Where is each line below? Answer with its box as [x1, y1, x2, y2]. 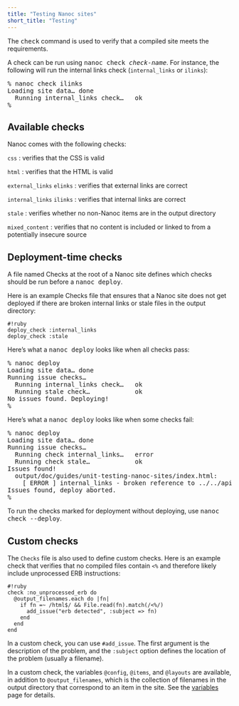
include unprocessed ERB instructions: [7, 568, 121, 578]
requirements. [7, 44, 48, 53]
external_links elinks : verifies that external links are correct [7, 181, 188, 190]
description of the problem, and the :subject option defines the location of [7, 646, 226, 655]
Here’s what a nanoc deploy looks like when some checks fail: [7, 415, 194, 424]
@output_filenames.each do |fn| [14, 595, 110, 603]
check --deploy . [7, 514, 63, 523]
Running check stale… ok [14, 458, 143, 466]
